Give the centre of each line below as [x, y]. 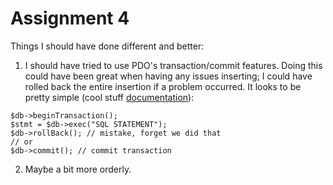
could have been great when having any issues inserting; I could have [168, 76]
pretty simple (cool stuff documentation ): [109, 97]
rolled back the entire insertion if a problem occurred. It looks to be [163, 86]
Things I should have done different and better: [107, 46]
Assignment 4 [70, 18]
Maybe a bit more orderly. [78, 169]
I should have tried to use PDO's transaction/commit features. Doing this [173, 65]
